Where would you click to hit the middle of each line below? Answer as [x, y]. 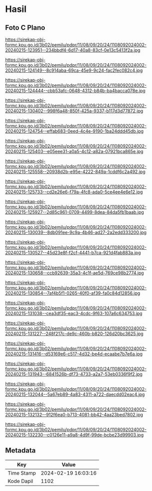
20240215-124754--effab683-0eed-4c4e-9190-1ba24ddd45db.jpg [74, 131]
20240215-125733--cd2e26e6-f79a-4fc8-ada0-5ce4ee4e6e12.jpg [74, 192]
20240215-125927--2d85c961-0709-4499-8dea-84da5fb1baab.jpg [75, 212]
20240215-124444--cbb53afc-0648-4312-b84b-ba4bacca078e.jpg [75, 90]
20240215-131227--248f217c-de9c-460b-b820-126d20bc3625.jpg [74, 333]
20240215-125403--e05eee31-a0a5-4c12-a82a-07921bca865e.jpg [74, 151]
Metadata [20, 450]
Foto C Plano [25, 28]
